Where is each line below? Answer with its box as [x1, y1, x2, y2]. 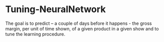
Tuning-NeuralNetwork [5, 4, 106, 15]
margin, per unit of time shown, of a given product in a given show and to [5, 25, 159, 31]
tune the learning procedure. [5, 31, 65, 37]
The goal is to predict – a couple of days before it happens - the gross [5, 20, 152, 26]
